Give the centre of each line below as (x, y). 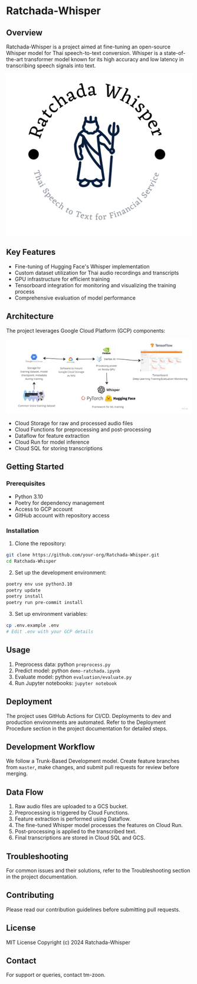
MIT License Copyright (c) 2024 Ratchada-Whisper (68, 942)
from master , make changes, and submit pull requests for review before (93, 767)
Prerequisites (26, 484)
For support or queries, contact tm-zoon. (56, 975)
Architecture (30, 316)
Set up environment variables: (51, 614)
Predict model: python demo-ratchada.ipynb (68, 670)
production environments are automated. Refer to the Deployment (86, 722)
